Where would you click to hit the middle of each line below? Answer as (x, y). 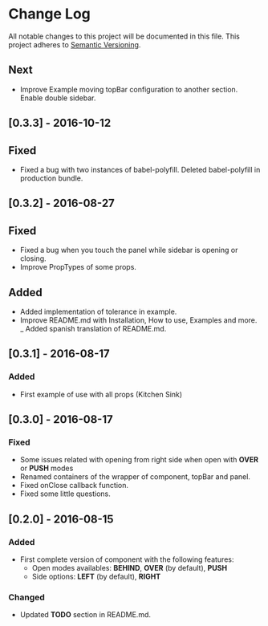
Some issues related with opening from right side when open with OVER (139, 460)
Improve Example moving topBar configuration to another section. (129, 89)
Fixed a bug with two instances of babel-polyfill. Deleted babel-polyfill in (140, 169)
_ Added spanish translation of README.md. (93, 328)
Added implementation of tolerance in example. (98, 311)
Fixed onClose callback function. (74, 486)
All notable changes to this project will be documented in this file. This (124, 36)
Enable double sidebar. (58, 98)
